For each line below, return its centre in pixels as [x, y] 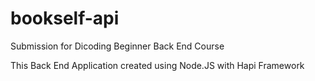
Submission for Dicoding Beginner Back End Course [117, 46]
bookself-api [65, 18]
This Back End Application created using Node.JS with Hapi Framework [157, 65]
